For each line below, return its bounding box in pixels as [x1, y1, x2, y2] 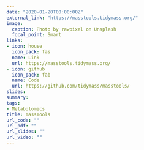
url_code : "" [6, 117, 40, 123]
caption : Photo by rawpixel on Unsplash [12, 26, 116, 32]
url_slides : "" [6, 129, 45, 135]
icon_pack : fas [12, 49, 51, 55]
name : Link [12, 54, 40, 61]
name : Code [12, 77, 40, 83]
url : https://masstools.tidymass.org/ [12, 60, 112, 66]
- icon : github [6, 66, 45, 72]
